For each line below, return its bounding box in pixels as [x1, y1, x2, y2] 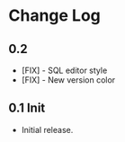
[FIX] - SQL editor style [21, 65, 108, 75]
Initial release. [21, 124, 74, 135]
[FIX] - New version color [21, 75, 116, 85]
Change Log [8, 5, 101, 26]
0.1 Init [8, 101, 46, 116]
